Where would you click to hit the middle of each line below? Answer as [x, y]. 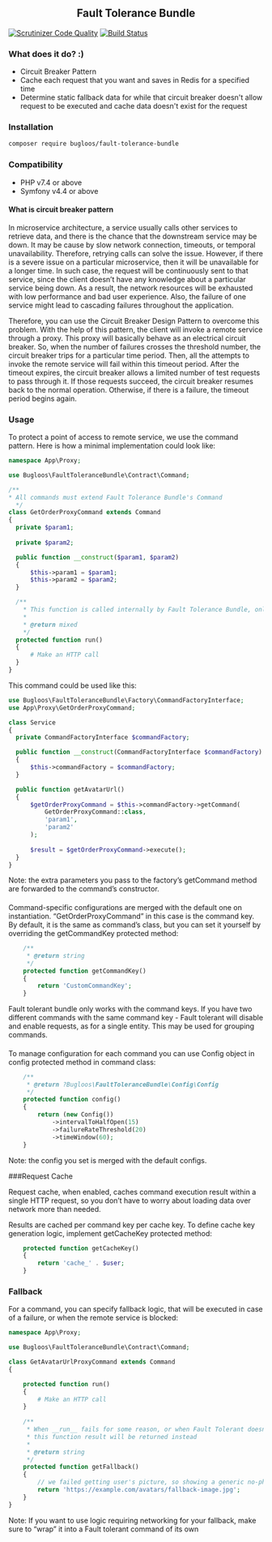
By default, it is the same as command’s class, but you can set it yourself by [135, 925]
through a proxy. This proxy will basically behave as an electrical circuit [127, 338]
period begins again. [42, 398]
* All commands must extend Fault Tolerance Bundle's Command [115, 497]
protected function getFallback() [81, 1467]
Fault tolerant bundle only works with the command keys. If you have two [130, 1009]
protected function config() [72, 1100]
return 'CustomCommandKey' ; [85, 986]
